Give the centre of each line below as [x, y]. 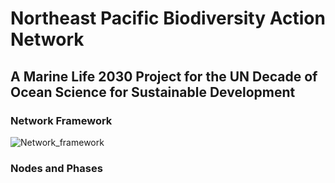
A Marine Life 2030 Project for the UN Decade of [164, 76]
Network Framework [61, 120]
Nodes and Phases [56, 168]
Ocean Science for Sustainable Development [153, 92]
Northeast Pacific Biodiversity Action [168, 18]
